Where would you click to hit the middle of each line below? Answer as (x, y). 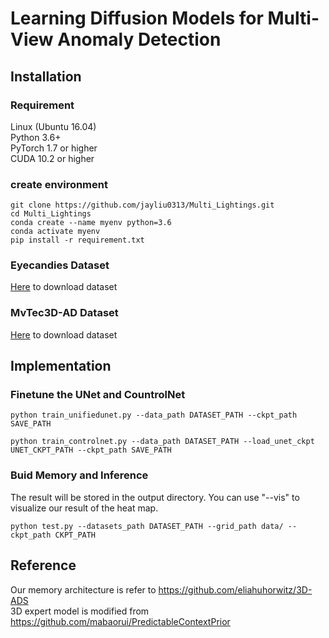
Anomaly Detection (139, 39)
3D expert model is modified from (80, 611)
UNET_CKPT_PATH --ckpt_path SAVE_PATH (91, 450)
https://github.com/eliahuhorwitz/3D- (235, 589)
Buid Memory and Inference (79, 475)
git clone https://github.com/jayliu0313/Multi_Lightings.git (142, 205)
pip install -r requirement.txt (77, 240)
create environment (59, 184)
